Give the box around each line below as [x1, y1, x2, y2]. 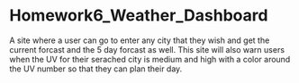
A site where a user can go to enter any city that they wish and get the [9, 35, 270, 46]
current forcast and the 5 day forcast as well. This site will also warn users [9, 44, 285, 54]
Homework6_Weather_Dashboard [9, 5, 268, 26]
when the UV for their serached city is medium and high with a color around [9, 54, 291, 64]
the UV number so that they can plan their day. [9, 63, 183, 74]
